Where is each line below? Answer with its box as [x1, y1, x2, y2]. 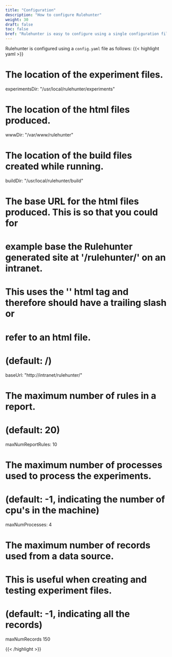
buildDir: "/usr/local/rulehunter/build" [5, 178, 83, 184]
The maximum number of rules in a [5, 390, 157, 401]
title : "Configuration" [5, 7, 56, 13]
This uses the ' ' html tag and [5, 286, 129, 298]
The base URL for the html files [5, 196, 139, 207]
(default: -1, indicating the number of [5, 494, 165, 505]
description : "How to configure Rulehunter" [5, 12, 102, 17]
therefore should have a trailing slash [5, 297, 167, 308]
